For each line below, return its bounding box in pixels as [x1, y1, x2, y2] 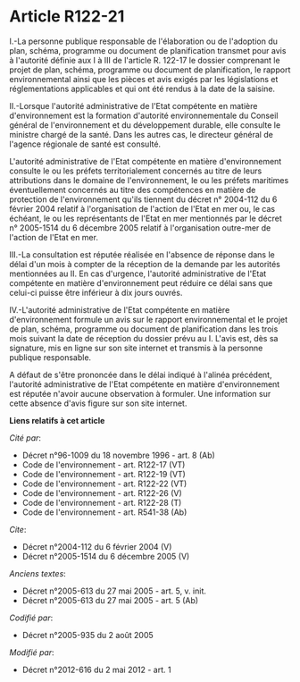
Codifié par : [9, 612, 54, 623]
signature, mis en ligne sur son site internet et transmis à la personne [9, 342, 263, 353]
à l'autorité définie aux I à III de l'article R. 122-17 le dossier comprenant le [9, 55, 280, 65]
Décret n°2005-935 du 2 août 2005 [21, 629, 154, 640]
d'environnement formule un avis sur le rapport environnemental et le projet [9, 314, 288, 324]
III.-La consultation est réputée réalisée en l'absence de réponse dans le [9, 248, 275, 260]
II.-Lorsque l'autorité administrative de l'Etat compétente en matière [9, 100, 258, 111]
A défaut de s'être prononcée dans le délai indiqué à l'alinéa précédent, [9, 369, 272, 380]
